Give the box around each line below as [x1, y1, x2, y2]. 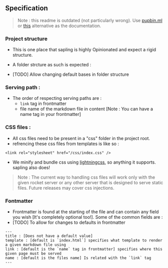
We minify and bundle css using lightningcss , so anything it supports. [12, 159, 156, 165]
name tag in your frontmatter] [20, 111, 81, 117]
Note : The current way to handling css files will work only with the [17, 174, 155, 180]
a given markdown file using [5, 242, 66, 247]
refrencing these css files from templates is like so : [12, 141, 119, 147]
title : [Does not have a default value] [5, 233, 93, 238]
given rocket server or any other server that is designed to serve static [17, 179, 163, 185]
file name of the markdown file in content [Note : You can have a [20, 106, 153, 112]
